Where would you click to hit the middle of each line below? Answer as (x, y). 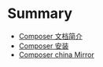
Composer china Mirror (57, 55)
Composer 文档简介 (51, 36)
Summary (40, 14)
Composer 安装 (44, 46)
